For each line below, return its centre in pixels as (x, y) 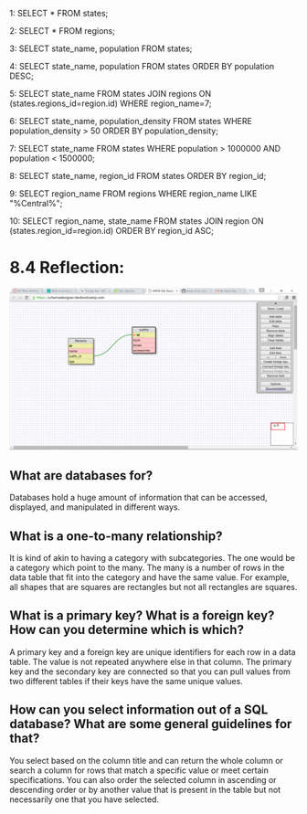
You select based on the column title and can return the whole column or (146, 760)
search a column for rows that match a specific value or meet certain (139, 770)
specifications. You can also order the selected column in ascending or (143, 779)
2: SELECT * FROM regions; (63, 31)
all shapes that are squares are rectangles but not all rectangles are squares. (153, 587)
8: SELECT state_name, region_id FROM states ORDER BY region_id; (138, 176)
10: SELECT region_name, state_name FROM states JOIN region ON (137, 221)
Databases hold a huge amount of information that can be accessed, (138, 498)
